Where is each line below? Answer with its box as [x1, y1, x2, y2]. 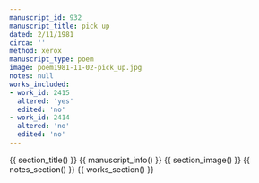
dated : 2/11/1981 [9, 30, 74, 39]
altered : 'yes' [17, 96, 74, 106]
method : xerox [9, 47, 63, 56]
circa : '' [9, 38, 47, 48]
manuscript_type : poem [9, 55, 94, 64]
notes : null [9, 72, 54, 81]
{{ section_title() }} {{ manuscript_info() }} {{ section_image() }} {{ [9, 154, 251, 165]
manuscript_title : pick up [9, 22, 110, 30]
